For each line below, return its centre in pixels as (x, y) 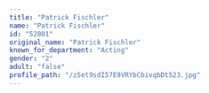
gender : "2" (31, 58)
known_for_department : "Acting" (69, 50)
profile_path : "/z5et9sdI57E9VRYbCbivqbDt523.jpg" (105, 75)
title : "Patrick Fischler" (59, 17)
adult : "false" (37, 67)
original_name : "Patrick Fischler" (75, 42)
